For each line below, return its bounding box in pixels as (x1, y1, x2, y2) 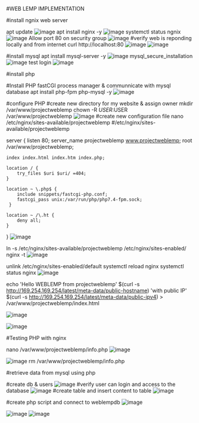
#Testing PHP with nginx (6, 335, 67, 341)
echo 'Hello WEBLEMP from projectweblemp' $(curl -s (6, 281, 140, 287)
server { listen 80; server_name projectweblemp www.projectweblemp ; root (6, 137, 192, 144)
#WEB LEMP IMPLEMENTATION (6, 5, 85, 12)
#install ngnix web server (6, 17, 69, 23)
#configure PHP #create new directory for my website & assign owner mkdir (6, 100, 194, 107)
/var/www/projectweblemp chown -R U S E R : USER (6, 106, 128, 113)
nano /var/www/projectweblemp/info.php (6, 346, 108, 353)
